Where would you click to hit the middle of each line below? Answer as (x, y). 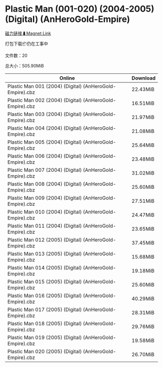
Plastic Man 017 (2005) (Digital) (45, 309)
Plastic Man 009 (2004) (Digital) (45, 198)
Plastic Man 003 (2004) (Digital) (45, 114)
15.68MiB (143, 257)
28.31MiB (143, 313)
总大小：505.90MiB (24, 66)
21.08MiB (143, 131)
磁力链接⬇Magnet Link (28, 33)
